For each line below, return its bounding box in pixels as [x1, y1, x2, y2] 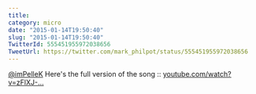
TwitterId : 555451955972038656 [8, 41, 111, 49]
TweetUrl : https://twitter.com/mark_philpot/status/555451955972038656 [8, 48, 248, 56]
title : [8, 11, 30, 20]
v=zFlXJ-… [8, 78, 45, 87]
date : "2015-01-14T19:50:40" [8, 26, 104, 34]
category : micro [8, 19, 61, 27]
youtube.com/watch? [162, 70, 232, 78]
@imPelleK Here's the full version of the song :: [8, 70, 161, 78]
